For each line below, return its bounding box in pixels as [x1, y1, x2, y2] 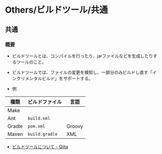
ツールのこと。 [16, 59, 47, 65]
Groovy [66, 122, 83, 129]
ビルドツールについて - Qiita [12, 144, 68, 150]
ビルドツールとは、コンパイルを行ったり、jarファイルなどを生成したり [12, 53, 153, 59]
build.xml [27, 115, 50, 121]
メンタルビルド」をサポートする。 [25, 75, 93, 81]
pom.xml [27, 123, 45, 129]
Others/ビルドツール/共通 [5, 4, 108, 16]
